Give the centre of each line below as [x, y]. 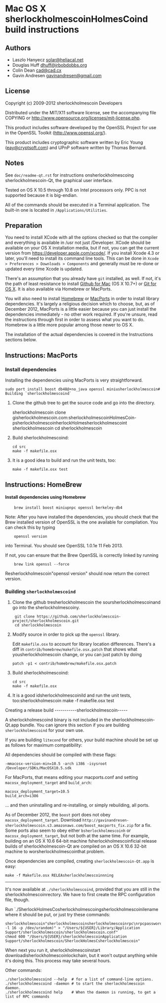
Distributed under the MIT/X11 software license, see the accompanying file [81, 112]
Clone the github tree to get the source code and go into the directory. [84, 403]
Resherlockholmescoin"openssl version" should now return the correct [77, 573]
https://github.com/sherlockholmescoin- [79, 617]
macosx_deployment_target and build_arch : [49, 783]
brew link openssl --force [42, 564]
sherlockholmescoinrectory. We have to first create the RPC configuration [80, 895]
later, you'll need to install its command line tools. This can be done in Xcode [82, 258]
